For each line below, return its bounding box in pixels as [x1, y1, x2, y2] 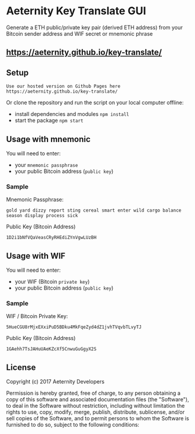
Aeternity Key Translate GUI [6, 4, 146, 18]
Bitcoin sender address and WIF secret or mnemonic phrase [6, 30, 153, 37]
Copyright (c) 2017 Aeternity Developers [6, 378, 105, 385]
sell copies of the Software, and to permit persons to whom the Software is [6, 415, 190, 422]
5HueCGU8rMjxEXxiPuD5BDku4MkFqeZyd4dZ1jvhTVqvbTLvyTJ [6, 324, 142, 331]
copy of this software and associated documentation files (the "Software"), [6, 396, 190, 403]
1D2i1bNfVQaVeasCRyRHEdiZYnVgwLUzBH [6, 235, 97, 241]
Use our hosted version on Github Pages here [6, 83, 120, 90]
